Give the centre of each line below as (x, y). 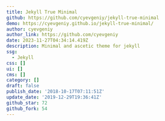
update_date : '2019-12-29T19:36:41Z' (54, 97)
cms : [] (16, 75)
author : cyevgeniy (30, 29)
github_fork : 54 (27, 108)
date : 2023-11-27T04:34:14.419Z (47, 40)
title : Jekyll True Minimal (42, 12)
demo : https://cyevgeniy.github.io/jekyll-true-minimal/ (80, 23)
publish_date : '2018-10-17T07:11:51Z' (55, 92)
